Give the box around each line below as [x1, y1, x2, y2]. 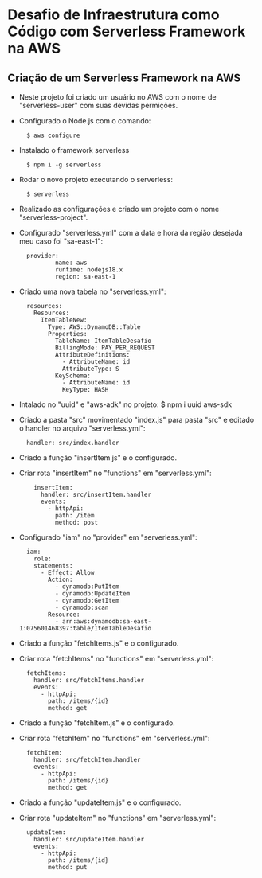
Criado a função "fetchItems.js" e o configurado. [18, 638, 179, 648]
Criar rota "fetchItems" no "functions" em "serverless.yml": [18, 654, 214, 663]
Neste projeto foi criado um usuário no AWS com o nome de [18, 92, 217, 101]
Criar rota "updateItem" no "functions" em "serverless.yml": [18, 814, 217, 822]
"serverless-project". [18, 213, 88, 222]
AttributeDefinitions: [54, 351, 131, 359]
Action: [48, 576, 73, 583]
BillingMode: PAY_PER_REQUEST [54, 344, 155, 352]
